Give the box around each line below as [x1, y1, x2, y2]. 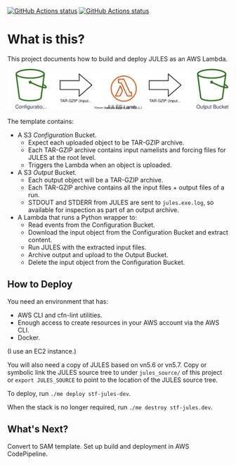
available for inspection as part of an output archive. [27, 205, 179, 214]
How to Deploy [7, 278, 73, 290]
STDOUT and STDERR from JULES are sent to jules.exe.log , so [27, 198, 214, 206]
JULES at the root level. [27, 153, 96, 161]
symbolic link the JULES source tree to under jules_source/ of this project [7, 368, 223, 376]
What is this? [7, 32, 86, 47]
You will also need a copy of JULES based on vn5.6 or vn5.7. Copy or [7, 360, 207, 369]
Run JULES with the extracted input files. [27, 243, 147, 252]
